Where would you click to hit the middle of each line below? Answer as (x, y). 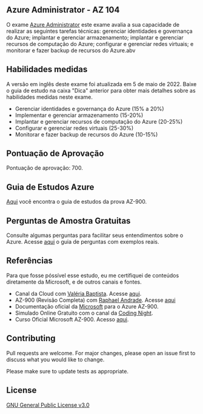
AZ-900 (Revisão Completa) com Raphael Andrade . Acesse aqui (95, 300)
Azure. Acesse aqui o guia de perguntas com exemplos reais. (83, 242)
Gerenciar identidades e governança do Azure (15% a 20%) (90, 109)
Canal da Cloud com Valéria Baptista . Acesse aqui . (78, 293)
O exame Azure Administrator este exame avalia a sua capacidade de (93, 24)
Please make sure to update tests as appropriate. (68, 371)
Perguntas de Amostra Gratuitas (68, 221)
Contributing (31, 339)
